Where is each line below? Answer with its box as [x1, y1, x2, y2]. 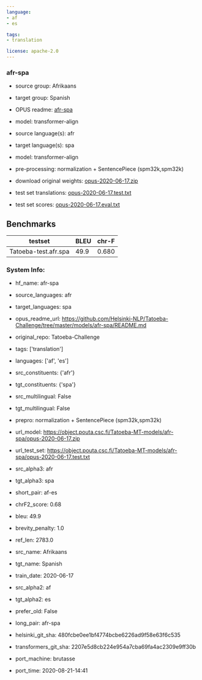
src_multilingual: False [15, 393, 72, 400]
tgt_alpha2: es [15, 595, 51, 603]
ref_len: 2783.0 [15, 537, 54, 544]
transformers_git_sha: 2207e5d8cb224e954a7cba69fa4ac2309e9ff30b [15, 643, 196, 651]
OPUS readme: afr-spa [15, 106, 73, 113]
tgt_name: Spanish [15, 560, 62, 567]
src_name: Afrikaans [15, 548, 67, 556]
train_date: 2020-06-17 [15, 572, 74, 580]
